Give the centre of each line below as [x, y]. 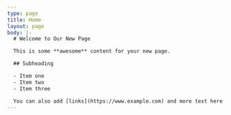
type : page [23, 13]
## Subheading [33, 64]
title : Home [24, 20]
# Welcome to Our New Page [52, 39]
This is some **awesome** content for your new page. [92, 51]
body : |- [20, 33]
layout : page [26, 26]
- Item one [29, 76]
